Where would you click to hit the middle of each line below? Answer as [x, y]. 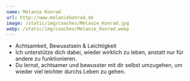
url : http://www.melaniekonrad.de [50, 18]
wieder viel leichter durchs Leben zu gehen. [70, 72]
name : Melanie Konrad [34, 12]
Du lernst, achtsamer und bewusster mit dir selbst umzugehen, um [99, 65]
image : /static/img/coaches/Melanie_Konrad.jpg [68, 23]
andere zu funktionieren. [46, 59]
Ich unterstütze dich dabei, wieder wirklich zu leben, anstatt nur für [99, 53]
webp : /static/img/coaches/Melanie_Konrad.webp [68, 29]
